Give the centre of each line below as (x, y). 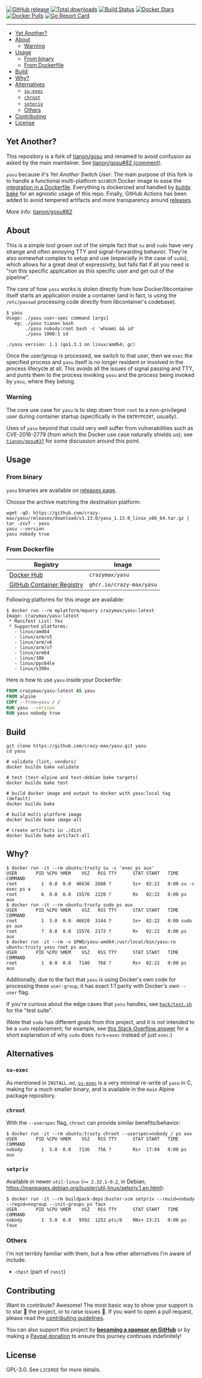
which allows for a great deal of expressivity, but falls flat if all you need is (98, 264)
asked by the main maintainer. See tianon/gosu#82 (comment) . (84, 162)
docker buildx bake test (37, 783)
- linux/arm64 (32, 653)
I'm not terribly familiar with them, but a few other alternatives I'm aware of (99, 1254)
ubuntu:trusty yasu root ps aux (47, 947)
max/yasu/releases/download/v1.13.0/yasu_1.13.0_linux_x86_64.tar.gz (95, 518)
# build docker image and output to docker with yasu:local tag (88, 794)
